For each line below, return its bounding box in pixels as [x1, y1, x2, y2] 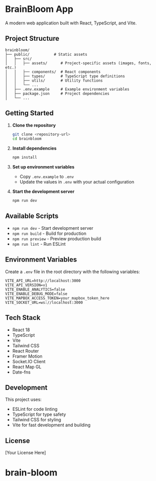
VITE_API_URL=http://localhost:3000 [5, 278, 81, 283]
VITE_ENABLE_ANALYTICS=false [5, 287, 65, 292]
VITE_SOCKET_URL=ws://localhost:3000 [5, 300, 83, 305]
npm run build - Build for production [12, 230, 87, 236]
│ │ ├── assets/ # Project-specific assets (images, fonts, [5, 61, 152, 66]
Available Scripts [5, 212, 58, 220]
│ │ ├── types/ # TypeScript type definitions [5, 74, 125, 79]
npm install [12, 155, 37, 160]
